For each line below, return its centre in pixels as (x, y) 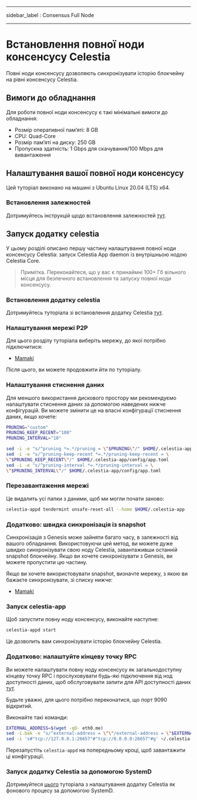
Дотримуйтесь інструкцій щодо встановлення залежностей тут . (86, 215)
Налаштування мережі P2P (47, 328)
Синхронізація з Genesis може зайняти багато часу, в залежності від (92, 537)
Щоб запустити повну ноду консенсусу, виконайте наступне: (83, 619)
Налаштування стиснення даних (55, 385)
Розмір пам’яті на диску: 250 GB (55, 142)
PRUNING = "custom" (27, 427)
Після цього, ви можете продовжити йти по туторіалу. (74, 370)
